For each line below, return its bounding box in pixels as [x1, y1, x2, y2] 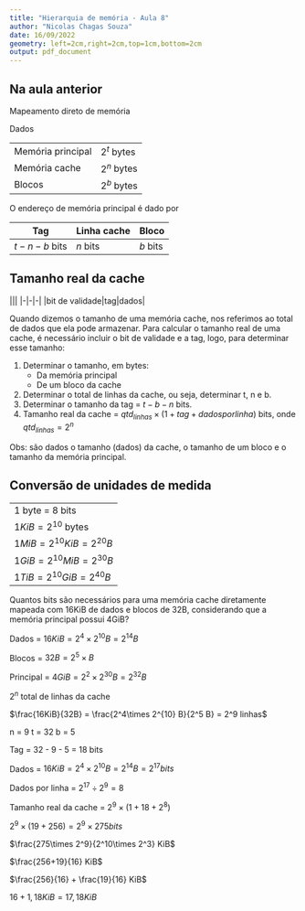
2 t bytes [100, 144, 136, 158]
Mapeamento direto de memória [9, 105, 131, 116]
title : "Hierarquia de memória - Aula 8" [9, 13, 170, 23]
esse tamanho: [9, 342, 66, 353]
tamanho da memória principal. [9, 451, 127, 462]
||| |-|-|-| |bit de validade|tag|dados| [9, 295, 146, 306]
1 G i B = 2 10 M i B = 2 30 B [14, 552, 114, 567]
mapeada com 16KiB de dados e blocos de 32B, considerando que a [9, 605, 268, 616]
